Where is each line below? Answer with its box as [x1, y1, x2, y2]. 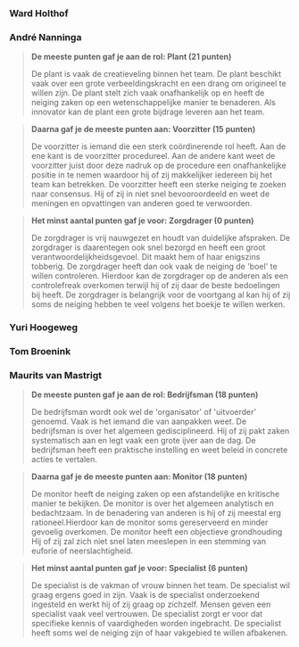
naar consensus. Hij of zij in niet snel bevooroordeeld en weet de [30, 188, 270, 199]
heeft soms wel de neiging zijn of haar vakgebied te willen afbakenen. [30, 627, 288, 638]
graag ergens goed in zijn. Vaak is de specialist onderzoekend [30, 590, 261, 601]
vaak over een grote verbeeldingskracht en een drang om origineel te [30, 79, 287, 89]
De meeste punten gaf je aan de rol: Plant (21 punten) [30, 52, 232, 62]
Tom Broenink [9, 345, 71, 358]
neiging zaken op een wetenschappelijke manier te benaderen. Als [30, 97, 277, 108]
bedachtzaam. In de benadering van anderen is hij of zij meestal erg [30, 508, 281, 518]
